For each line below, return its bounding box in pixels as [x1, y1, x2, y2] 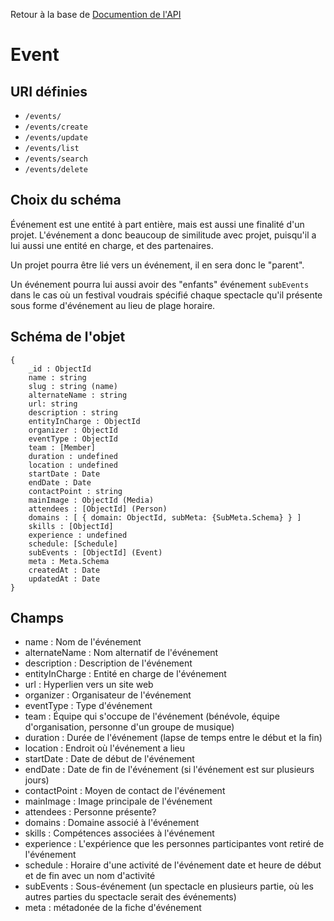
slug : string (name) [28, 381, 118, 391]
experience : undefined [28, 530, 128, 540]
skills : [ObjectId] [28, 521, 114, 531]
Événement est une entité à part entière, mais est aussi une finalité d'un [10, 218, 305, 230]
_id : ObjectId [28, 364, 92, 374]
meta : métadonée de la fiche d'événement [24, 902, 202, 914]
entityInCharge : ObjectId [28, 416, 141, 426]
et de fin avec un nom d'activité [24, 870, 156, 882]
